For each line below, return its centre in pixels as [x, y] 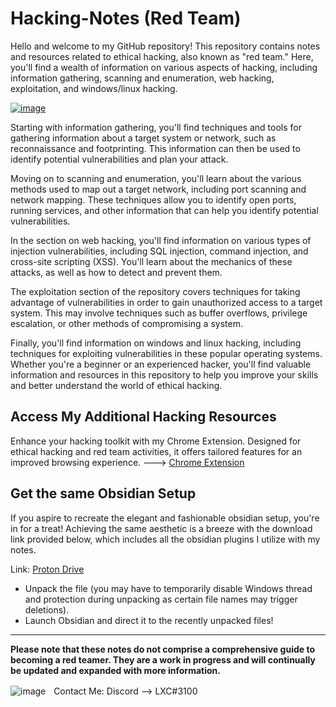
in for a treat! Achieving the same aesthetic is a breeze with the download [161, 528]
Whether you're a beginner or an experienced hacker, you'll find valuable [161, 364]
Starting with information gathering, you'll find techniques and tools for [156, 127]
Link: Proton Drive [47, 569]
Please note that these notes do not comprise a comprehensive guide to [162, 649]
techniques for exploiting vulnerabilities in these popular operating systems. [166, 353]
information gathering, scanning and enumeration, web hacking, [142, 78]
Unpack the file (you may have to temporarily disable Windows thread [168, 588]
